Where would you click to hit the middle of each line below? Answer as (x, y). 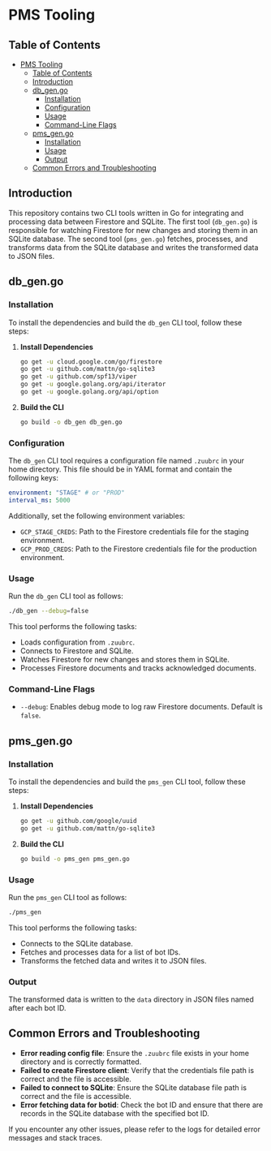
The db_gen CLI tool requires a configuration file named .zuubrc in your (127, 461)
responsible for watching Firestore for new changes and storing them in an (133, 230)
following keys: (34, 478)
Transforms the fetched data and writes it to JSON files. (113, 960)
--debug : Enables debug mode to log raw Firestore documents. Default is (142, 707)
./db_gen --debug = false (49, 611)
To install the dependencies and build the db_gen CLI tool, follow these (125, 322)
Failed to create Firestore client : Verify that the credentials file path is (137, 1070)
